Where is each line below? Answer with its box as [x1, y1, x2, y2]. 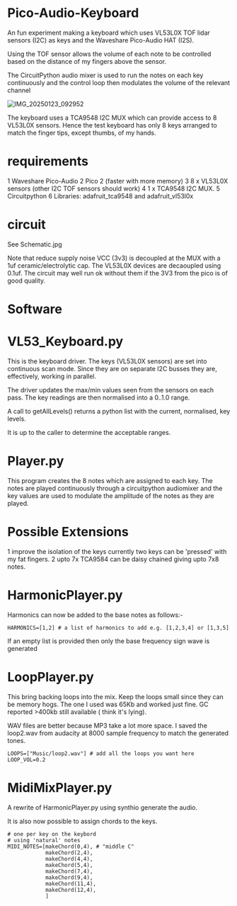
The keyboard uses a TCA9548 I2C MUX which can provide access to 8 [7, 113, 217, 122]
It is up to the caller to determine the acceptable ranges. [7, 428, 171, 436]
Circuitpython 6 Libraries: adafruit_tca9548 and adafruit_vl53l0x [7, 191, 194, 200]
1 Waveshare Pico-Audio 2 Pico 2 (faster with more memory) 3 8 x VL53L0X [7, 176, 229, 185]
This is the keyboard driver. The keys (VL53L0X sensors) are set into [7, 356, 207, 366]
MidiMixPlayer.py [7, 779, 112, 795]
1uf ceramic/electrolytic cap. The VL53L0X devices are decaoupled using [7, 261, 221, 270]
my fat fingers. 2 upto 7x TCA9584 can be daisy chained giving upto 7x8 [7, 555, 219, 563]
